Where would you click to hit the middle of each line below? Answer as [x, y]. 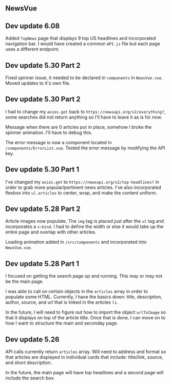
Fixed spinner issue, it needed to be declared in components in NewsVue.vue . [84, 78]
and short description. [29, 363]
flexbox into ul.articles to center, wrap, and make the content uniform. [81, 192]
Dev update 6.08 [33, 26]
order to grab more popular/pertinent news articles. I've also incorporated [83, 187]
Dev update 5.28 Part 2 [43, 209]
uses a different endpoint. [33, 49]
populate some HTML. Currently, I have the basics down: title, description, [84, 297]
